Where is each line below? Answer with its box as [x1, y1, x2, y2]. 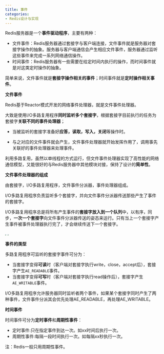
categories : [5, 12, 29, 17]
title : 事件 [5, 7, 28, 12]
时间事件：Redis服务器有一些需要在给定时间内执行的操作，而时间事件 [12, 59, 152, 65]
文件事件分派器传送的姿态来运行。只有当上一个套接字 [47, 215, 155, 221]
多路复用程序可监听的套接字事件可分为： [5, 251, 86, 257]
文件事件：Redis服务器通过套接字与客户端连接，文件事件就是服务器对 [12, 40, 152, 46]
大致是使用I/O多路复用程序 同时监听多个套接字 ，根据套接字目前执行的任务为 [5, 112, 157, 118]
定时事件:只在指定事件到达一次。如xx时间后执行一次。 [12, 327, 121, 334]
